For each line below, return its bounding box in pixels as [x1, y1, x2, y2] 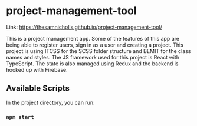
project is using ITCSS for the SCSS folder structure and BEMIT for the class [6, 47, 191, 54]
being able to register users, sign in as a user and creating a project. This [6, 41, 184, 48]
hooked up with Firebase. [6, 66, 68, 73]
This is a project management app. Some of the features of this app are [6, 35, 180, 42]
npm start [6, 114, 34, 120]
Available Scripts [6, 84, 70, 94]
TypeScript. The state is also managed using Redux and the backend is [6, 60, 179, 67]
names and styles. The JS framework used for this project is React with [6, 54, 180, 61]
